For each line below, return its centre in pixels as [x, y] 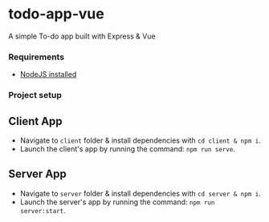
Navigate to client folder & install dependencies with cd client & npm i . [140, 140]
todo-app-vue [56, 14]
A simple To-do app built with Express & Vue [82, 36]
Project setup [35, 95]
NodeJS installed [48, 75]
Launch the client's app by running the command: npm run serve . [127, 148]
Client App [35, 121]
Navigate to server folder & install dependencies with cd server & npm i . [140, 193]
